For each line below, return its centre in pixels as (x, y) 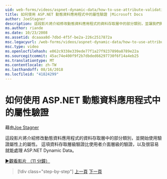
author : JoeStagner (25, 19)
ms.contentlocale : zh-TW (31, 65)
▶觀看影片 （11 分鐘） (28, 161)
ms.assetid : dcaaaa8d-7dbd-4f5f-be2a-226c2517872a (59, 38)
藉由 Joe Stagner (22, 127)
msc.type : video (22, 47)
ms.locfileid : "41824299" (32, 74)
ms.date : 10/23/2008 (27, 33)
